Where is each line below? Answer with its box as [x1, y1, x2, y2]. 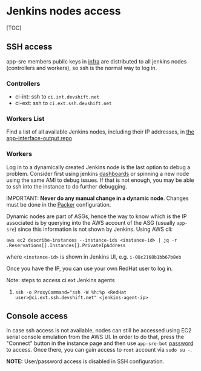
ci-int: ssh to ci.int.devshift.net [15, 93, 100, 100]
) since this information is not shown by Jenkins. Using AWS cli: [14, 225, 173, 233]
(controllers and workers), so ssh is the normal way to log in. [6, 64, 157, 71]
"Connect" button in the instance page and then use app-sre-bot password [6, 340, 194, 347]
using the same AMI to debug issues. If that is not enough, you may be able [6, 176, 194, 184]
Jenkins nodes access [6, 4, 121, 18]
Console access [6, 311, 68, 321]
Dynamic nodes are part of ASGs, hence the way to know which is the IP [6, 213, 187, 220]
